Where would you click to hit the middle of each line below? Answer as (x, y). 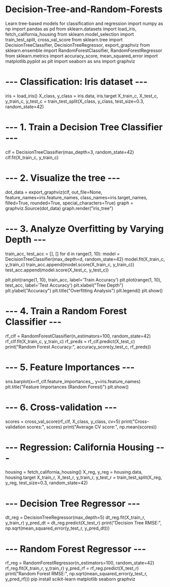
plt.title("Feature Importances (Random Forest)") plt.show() (67, 387)
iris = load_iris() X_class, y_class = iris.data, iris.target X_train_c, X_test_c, (82, 96)
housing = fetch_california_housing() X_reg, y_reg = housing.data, (74, 472)
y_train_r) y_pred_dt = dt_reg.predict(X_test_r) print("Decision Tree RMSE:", (83, 523)
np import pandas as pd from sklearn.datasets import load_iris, (71, 28)
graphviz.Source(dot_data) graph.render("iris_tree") (59, 208)
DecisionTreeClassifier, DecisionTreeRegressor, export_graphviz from (78, 45)
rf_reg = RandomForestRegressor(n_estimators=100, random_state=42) (80, 563)
